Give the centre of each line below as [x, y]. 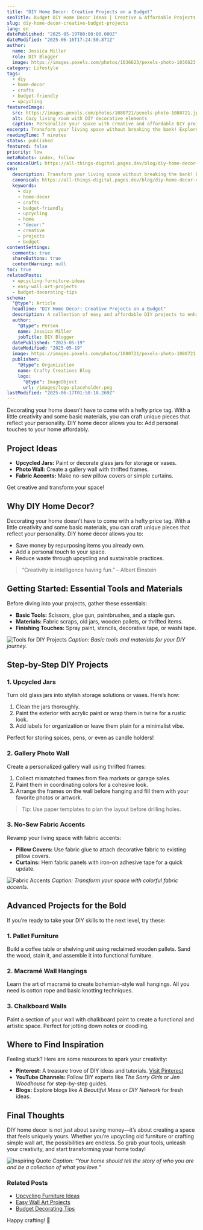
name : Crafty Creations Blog [54, 371]
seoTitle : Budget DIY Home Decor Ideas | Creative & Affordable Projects [101, 17]
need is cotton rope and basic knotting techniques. [70, 991]
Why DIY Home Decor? [51, 506]
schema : [17, 298]
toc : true [19, 270]
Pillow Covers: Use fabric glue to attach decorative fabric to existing [101, 849]
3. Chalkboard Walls [37, 1006]
